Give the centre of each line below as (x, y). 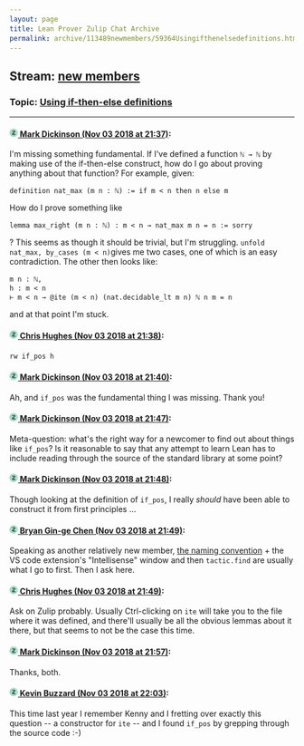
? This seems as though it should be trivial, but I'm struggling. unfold (137, 242)
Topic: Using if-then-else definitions (91, 102)
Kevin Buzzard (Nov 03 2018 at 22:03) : (94, 693)
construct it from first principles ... (73, 509)
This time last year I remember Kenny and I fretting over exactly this (136, 713)
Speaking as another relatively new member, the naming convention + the (147, 551)
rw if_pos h (32, 357)
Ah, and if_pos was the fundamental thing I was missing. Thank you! (137, 397)
